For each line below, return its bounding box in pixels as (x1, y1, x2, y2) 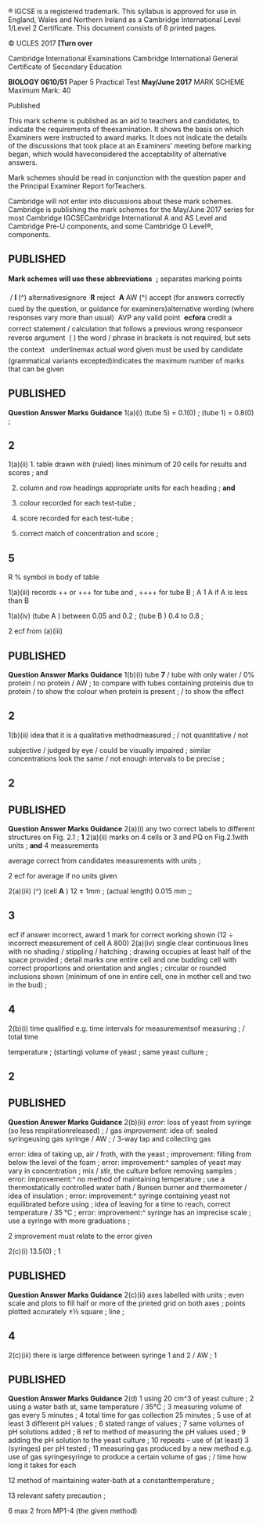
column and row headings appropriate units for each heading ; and (19, 483, 236, 493)
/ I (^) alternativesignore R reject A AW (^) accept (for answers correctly (9, 292, 245, 301)
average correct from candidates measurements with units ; (8, 856, 201, 866)
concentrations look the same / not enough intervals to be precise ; (8, 754, 225, 763)
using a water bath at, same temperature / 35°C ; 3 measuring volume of (8, 1402, 243, 1412)
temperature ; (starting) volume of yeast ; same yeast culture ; (8, 1047, 208, 1057)
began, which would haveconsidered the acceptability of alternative (8, 149, 227, 159)
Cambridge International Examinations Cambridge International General (8, 54, 239, 63)
